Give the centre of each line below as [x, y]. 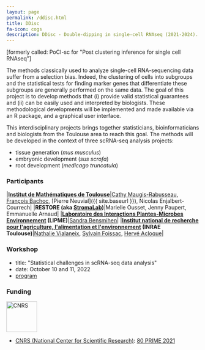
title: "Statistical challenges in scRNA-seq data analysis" [86, 263]
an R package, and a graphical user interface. [64, 116]
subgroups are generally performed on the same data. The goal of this [95, 90]
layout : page [23, 12]
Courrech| [19, 208]
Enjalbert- [172, 201]
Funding [19, 291]
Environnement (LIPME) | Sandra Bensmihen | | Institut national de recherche [102, 221]
